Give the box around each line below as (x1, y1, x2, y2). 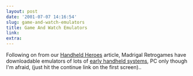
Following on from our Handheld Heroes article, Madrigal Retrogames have (6, 52, 187, 58)
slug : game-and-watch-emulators (6, 19, 85, 25)
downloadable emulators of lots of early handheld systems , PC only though (6, 57, 188, 64)
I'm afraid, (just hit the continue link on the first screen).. (6, 64, 142, 70)
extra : (6, 35, 22, 41)
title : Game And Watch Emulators (6, 24, 88, 31)
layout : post (6, 8, 38, 15)
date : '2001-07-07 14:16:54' (6, 14, 77, 20)
